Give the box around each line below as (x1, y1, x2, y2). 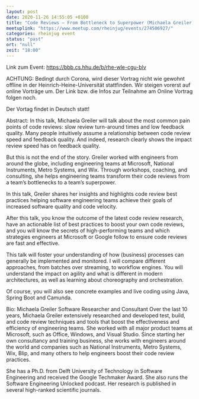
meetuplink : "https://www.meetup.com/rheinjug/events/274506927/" (6, 25, 174, 31)
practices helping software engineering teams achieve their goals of (6, 196, 173, 203)
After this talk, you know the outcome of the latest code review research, (6, 214, 184, 221)
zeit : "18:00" (6, 47, 41, 53)
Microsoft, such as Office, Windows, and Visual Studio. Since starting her (6, 330, 185, 338)
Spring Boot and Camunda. (6, 294, 72, 301)
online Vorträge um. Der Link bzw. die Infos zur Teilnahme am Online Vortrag (6, 87, 193, 95)
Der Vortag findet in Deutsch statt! (6, 105, 90, 113)
